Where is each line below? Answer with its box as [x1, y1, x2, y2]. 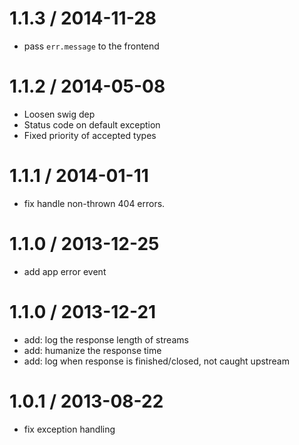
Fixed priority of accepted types [23, 129, 157, 141]
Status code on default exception [23, 118, 161, 131]
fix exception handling [23, 423, 116, 435]
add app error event [23, 265, 107, 277]
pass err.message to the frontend [23, 40, 160, 52]
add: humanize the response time [23, 344, 162, 356]
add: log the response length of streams [23, 333, 189, 346]
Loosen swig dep [23, 108, 96, 120]
